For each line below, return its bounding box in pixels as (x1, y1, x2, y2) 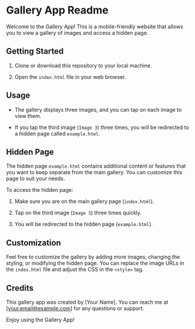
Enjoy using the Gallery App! (6, 316, 75, 323)
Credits (6, 283, 34, 293)
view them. (14, 112, 42, 119)
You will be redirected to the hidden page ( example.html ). (14, 221, 153, 228)
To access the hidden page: (6, 187, 73, 194)
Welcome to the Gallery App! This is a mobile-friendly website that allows (6, 23, 183, 30)
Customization (6, 238, 62, 248)
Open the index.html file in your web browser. (14, 73, 126, 80)
